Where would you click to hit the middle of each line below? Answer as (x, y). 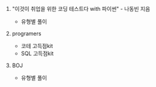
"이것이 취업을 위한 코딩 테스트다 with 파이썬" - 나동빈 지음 (81, 9)
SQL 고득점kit (37, 53)
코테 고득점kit (37, 46)
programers (27, 34)
